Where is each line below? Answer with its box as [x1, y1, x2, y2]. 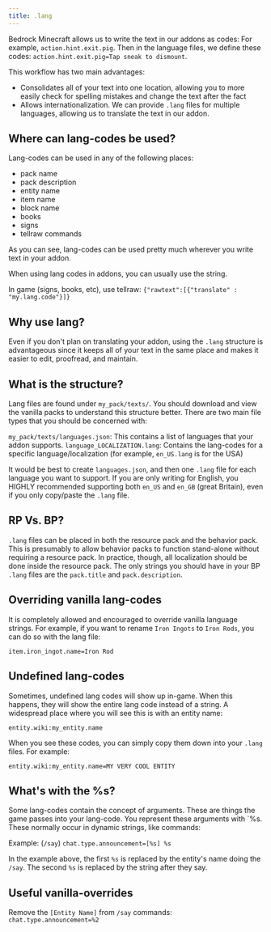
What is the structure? [8, 377, 124, 391]
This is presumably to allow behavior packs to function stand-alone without [8, 544, 260, 553]
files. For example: [8, 746, 70, 756]
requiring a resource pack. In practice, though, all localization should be [8, 552, 248, 562]
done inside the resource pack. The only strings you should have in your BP [8, 561, 260, 570]
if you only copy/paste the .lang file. [8, 490, 129, 500]
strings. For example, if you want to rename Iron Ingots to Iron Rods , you [8, 623, 255, 633]
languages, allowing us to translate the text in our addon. [19, 108, 210, 118]
